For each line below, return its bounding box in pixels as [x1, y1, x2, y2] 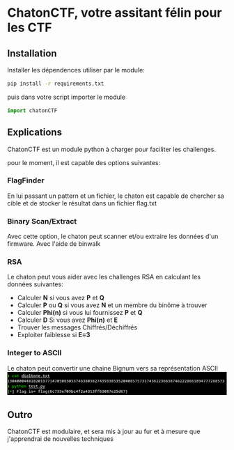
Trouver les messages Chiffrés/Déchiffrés [17, 323, 138, 332]
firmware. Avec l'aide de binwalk [7, 240, 101, 248]
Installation [7, 47, 57, 59]
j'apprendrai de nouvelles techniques [7, 435, 114, 443]
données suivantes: [7, 280, 64, 288]
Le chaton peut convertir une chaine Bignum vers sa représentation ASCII [7, 364, 218, 372]
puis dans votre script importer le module [7, 93, 126, 101]
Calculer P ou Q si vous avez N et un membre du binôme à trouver [17, 301, 208, 309]
